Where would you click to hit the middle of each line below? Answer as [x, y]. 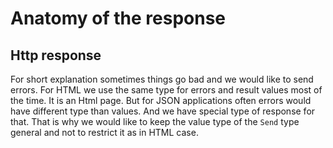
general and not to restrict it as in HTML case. [104, 132]
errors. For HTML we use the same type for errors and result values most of [166, 90]
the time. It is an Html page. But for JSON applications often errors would [161, 100]
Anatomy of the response [118, 18]
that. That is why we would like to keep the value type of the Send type [155, 121]
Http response [56, 55]
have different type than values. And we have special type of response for [163, 111]
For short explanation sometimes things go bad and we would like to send [162, 79]
